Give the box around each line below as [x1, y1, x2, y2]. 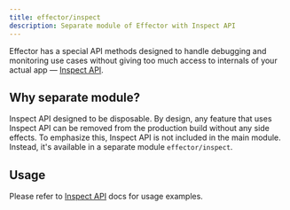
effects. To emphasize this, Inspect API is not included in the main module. [9, 132, 281, 143]
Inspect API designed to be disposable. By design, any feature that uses [9, 113, 272, 124]
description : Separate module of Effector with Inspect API [9, 21, 237, 30]
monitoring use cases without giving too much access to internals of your [9, 55, 278, 66]
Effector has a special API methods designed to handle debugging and [9, 45, 267, 56]
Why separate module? [9, 89, 140, 105]
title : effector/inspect [9, 12, 101, 22]
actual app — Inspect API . [9, 64, 104, 75]
